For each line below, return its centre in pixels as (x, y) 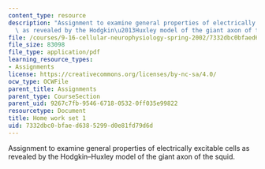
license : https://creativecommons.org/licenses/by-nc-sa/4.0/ (112, 74)
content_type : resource (47, 15)
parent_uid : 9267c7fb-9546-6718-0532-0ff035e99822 (93, 103)
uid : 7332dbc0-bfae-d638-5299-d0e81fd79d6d (81, 126)
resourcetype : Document (47, 111)
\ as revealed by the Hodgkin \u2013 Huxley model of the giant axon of (134, 30)
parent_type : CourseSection (54, 96)
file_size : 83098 (37, 45)
